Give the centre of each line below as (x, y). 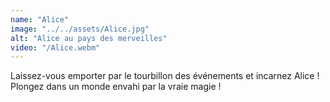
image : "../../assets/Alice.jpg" (80, 29)
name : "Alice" (40, 19)
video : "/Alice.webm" (55, 47)
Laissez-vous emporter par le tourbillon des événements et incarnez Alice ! (165, 76)
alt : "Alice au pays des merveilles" (89, 38)
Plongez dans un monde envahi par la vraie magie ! (116, 87)
